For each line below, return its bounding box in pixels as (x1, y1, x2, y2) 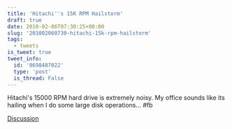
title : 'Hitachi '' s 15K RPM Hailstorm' (7, 10, 124, 17)
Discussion (7, 114, 39, 123)
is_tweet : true (7, 49, 52, 56)
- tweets (13, 42, 39, 49)
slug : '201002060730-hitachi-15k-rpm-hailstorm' (7, 29, 152, 37)
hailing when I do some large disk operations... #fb (7, 101, 153, 110)
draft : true (7, 17, 42, 24)
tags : (7, 36, 23, 43)
